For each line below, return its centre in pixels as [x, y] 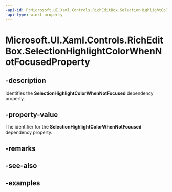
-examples [23, 183]
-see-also [21, 166]
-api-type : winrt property [34, 15]
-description [26, 81]
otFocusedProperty [48, 62]
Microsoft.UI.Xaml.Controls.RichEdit [84, 40]
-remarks [20, 148]
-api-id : [15, 10]
